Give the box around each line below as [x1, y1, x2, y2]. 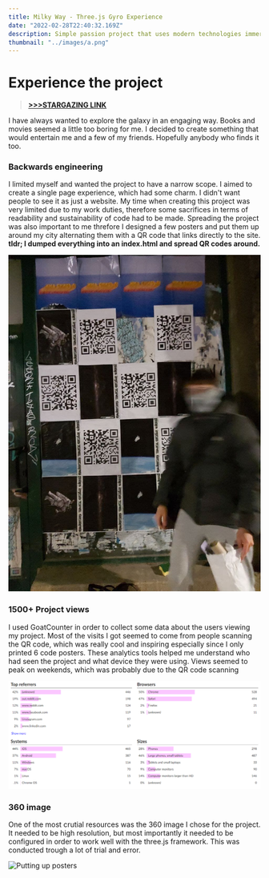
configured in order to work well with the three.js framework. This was [8, 837, 240, 847]
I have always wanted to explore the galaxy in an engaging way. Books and [8, 116, 255, 126]
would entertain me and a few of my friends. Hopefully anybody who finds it [8, 133, 259, 143]
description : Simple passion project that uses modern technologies [8, 30, 242, 38]
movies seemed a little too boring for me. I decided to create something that [8, 124, 259, 134]
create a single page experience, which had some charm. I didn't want [8, 188, 240, 198]
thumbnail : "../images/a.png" [8, 38, 110, 46]
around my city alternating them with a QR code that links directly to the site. [8, 231, 261, 240]
